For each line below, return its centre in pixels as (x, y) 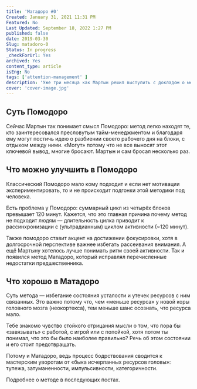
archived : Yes (23, 61)
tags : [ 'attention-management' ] (47, 77)
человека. (19, 196)
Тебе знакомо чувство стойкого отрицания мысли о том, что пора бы (93, 326)
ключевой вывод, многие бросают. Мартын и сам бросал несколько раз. (98, 151)
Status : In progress (31, 50)
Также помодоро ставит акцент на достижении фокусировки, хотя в (92, 238)
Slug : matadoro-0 (27, 45)
